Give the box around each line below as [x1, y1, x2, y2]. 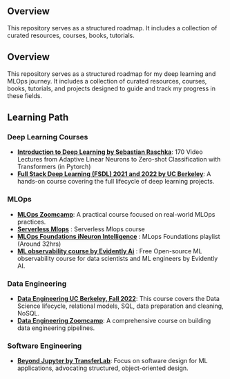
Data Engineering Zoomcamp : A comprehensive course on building [17, 316, 211, 324]
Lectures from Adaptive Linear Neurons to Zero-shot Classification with [17, 155, 221, 164]
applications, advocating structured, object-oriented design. [17, 364, 189, 372]
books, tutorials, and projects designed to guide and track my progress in [7, 84, 216, 93]
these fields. [7, 91, 43, 99]
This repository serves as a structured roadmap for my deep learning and [7, 69, 216, 78]
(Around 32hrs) [17, 240, 61, 248]
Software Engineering [7, 341, 82, 351]
